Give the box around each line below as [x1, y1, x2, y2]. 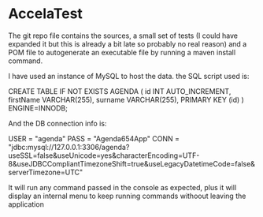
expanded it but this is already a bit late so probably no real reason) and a [8, 39, 247, 48]
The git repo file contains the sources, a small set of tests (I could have [8, 31, 239, 40]
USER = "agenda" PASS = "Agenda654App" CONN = [8, 133, 180, 143]
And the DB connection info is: [8, 118, 107, 128]
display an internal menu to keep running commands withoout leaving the [8, 191, 246, 200]
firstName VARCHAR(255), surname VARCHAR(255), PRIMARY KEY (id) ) [8, 95, 244, 104]
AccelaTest [8, 5, 83, 23]
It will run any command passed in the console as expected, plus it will [8, 182, 237, 192]
